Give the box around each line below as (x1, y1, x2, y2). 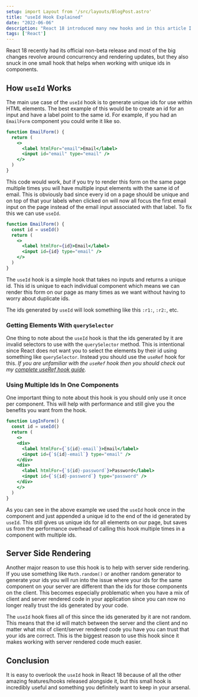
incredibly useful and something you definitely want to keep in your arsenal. (6, 684, 191, 691)
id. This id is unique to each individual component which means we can (6, 282, 180, 289)
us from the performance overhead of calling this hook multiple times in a (6, 525, 185, 532)
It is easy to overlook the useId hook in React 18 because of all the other (6, 672, 181, 679)
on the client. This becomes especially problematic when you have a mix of (6, 589, 190, 596)
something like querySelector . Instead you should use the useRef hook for (6, 354, 186, 361)
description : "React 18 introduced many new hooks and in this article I (6, 25, 192, 31)
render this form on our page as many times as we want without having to (6, 288, 186, 295)
